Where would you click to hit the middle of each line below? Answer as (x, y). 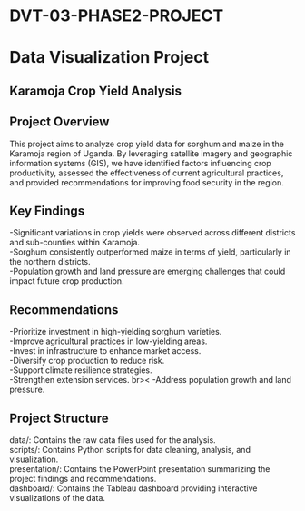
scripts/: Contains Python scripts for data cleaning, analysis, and (130, 450)
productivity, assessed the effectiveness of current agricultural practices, (147, 173)
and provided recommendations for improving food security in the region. (147, 182)
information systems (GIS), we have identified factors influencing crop (141, 163)
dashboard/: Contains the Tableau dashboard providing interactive (133, 488)
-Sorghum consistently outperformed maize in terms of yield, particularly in (151, 252)
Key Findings (47, 210)
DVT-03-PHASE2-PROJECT (117, 16)
